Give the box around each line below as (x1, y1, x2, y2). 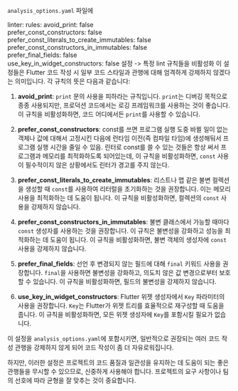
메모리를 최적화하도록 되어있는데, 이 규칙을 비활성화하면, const (42, 152, 216, 160)
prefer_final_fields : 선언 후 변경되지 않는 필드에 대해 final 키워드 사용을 (17, 259, 222, 268)
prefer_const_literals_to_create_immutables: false (7, 36, 151, 44)
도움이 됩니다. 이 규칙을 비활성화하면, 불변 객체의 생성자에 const (50, 236, 227, 244)
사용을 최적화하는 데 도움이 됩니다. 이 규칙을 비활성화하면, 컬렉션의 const (17, 194, 220, 202)
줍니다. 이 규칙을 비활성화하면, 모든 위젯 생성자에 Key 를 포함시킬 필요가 (17, 311, 213, 318)
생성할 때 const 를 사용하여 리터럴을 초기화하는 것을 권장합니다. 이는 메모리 (25, 184, 231, 193)
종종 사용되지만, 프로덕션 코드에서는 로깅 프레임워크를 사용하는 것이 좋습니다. (17, 101, 231, 109)
